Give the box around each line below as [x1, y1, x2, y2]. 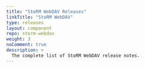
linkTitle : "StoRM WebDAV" [6, 14, 73, 20]
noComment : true [6, 42, 47, 48]
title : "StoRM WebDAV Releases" [6, 8, 87, 15]
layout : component [6, 25, 52, 31]
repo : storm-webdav [6, 31, 55, 37]
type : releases [6, 20, 44, 25]
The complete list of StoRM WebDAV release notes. [11, 53, 140, 59]
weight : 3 [6, 36, 31, 42]
